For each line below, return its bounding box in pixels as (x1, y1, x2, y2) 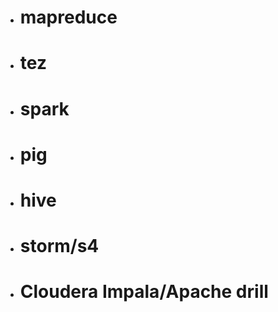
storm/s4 (19, 235, 100, 258)
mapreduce (19, 6, 118, 29)
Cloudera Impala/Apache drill (19, 281, 269, 303)
